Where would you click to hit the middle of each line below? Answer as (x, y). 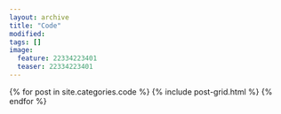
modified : (28, 34)
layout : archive (39, 17)
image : (21, 50)
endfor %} (28, 101)
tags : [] (25, 42)
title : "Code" (36, 26)
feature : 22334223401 (57, 58)
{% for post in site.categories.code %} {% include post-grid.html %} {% (141, 91)
